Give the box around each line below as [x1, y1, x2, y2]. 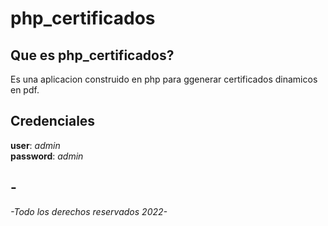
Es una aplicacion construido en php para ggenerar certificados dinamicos [10, 73, 318, 85]
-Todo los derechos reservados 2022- [10, 205, 168, 217]
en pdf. [10, 84, 40, 96]
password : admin [10, 150, 84, 162]
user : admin [10, 139, 61, 151]
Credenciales [10, 113, 96, 130]
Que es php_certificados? [10, 47, 175, 64]
